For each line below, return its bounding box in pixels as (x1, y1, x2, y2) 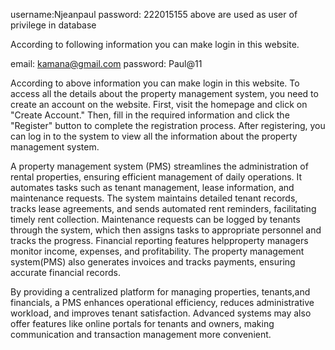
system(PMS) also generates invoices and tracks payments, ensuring (10, 256, 296, 268)
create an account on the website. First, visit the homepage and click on (10, 99, 308, 110)
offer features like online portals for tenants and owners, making (10, 318, 275, 329)
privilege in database (10, 19, 97, 31)
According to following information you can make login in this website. (10, 39, 300, 50)
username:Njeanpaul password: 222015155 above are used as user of (10, 9, 298, 20)
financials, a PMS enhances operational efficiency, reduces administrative (10, 297, 315, 308)
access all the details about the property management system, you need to (10, 88, 319, 99)
